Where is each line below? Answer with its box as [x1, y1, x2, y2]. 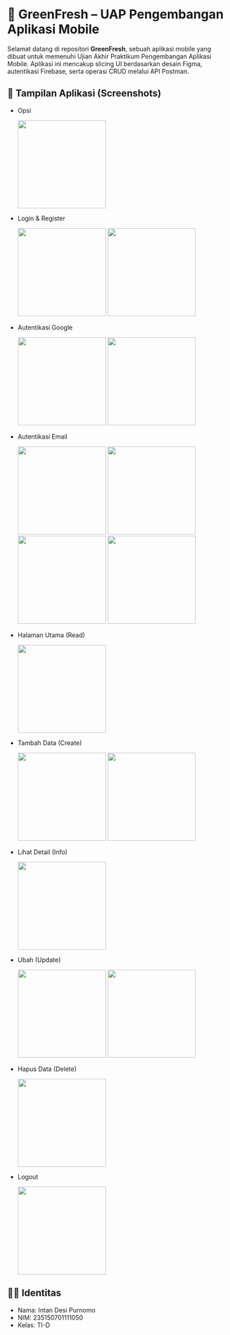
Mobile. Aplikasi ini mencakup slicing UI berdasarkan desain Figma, [7, 59, 203, 68]
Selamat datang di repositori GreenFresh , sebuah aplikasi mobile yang [7, 44, 212, 53]
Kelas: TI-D [17, 1320, 51, 1329]
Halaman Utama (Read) [17, 630, 86, 639]
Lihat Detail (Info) [17, 848, 68, 856]
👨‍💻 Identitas [7, 1287, 62, 1299]
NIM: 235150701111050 [17, 1313, 84, 1322]
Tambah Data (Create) [17, 739, 82, 747]
